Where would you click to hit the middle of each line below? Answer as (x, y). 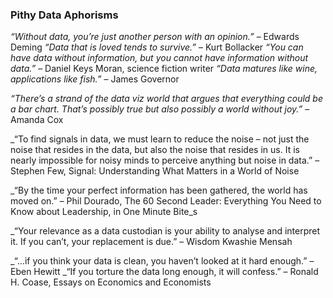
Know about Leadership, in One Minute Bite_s (104, 212)
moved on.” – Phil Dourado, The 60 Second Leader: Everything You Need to (166, 201)
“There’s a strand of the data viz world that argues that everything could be (166, 99)
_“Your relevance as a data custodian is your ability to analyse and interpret (165, 231)
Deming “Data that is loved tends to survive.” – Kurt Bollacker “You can (157, 47)
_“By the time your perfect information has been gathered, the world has (159, 190)
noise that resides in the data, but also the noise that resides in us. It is (155, 150)
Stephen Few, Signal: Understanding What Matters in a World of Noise (155, 171)
